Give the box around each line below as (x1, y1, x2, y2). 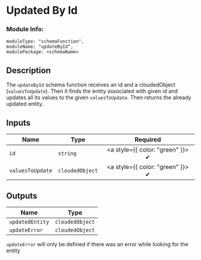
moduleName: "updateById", (6, 44, 74, 50)
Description (6, 65, 51, 75)
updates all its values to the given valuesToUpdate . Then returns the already (6, 94, 191, 101)
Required (134, 135, 162, 144)
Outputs (6, 191, 38, 201)
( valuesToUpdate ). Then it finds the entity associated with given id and (6, 87, 178, 95)
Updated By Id (6, 4, 78, 17)
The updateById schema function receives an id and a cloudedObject (6, 81, 176, 89)
